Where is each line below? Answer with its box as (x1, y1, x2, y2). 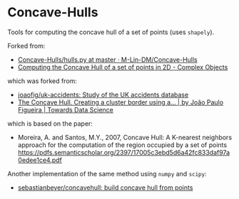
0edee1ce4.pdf (17, 156, 63, 164)
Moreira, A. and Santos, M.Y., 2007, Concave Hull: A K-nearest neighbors (17, 133, 233, 141)
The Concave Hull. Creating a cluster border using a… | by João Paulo (17, 97, 223, 107)
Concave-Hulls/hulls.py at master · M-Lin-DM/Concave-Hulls (17, 55, 198, 64)
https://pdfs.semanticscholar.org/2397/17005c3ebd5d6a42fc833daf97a (17, 148, 230, 156)
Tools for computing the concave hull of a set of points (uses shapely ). (7, 28, 215, 36)
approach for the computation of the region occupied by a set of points (17, 140, 227, 149)
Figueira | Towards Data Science (17, 105, 114, 114)
